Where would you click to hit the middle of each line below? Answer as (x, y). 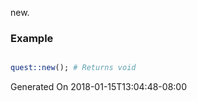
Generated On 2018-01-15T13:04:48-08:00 (98, 87)
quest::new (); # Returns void (73, 68)
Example (32, 38)
